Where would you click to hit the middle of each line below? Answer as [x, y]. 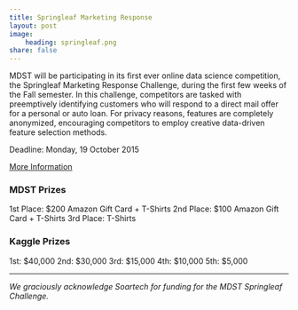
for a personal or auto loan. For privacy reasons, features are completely [141, 114]
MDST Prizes [38, 190]
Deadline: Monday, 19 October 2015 [74, 150]
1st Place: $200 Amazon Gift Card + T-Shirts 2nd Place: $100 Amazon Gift [144, 209]
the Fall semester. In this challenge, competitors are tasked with [125, 95]
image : [21, 34]
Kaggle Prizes [40, 242]
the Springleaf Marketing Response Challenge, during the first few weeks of [148, 85]
